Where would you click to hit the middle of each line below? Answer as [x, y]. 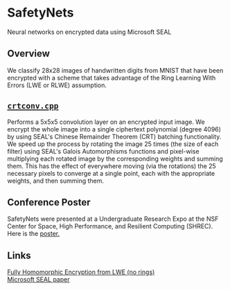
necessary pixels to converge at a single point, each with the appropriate [111, 173]
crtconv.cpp [33, 106]
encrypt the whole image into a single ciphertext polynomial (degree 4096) [114, 129]
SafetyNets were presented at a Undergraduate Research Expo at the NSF [113, 219]
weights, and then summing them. [55, 181]
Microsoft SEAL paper [38, 280]
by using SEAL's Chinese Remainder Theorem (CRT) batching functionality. [114, 136]
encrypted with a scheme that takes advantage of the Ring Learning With [112, 78]
